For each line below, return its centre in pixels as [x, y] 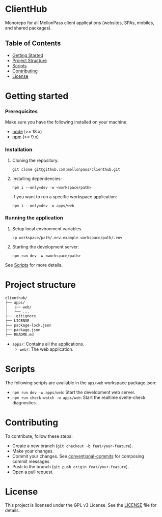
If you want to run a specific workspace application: [65, 197]
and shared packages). [28, 28]
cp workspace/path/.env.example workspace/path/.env [67, 238]
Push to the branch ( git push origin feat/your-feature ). [70, 466]
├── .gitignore [21, 316]
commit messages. [31, 461]
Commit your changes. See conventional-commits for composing [78, 456]
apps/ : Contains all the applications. [48, 344]
